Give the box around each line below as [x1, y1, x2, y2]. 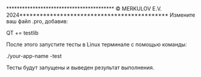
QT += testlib [6, 29, 39, 36]
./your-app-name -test [6, 53, 62, 59]
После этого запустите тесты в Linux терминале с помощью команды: [6, 41, 187, 48]
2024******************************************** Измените [6, 11, 196, 19]
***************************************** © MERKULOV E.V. [6, 5, 162, 12]
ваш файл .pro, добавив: [6, 18, 68, 24]
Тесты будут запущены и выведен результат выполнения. [6, 64, 155, 71]
